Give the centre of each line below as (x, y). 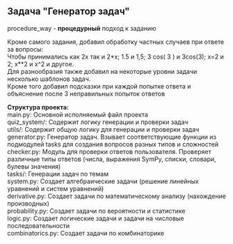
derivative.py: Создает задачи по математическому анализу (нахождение (116, 196)
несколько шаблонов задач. (49, 79)
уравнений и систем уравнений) (56, 188)
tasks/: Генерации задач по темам (58, 174)
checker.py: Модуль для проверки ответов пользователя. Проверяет (109, 151)
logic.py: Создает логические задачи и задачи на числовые (96, 218)
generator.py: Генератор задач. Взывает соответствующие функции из (112, 137)
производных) (29, 203)
